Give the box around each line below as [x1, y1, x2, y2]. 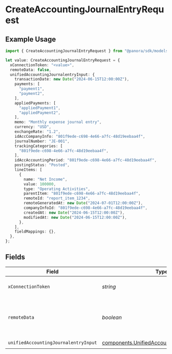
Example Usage [5, 35, 56, 44]
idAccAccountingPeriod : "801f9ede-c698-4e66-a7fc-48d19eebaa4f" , [14, 158, 157, 163]
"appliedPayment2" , [18, 110, 60, 115]
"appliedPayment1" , [18, 105, 60, 111]
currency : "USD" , [14, 124, 52, 130]
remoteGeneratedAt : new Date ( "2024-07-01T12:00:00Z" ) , [24, 201, 143, 206]
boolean [102, 314, 122, 321]
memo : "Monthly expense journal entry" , [14, 119, 102, 125]
